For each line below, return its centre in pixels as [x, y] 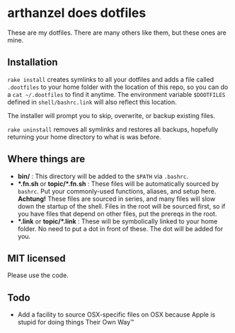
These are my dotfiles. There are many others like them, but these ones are [117, 33]
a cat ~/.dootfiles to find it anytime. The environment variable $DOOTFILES [116, 94]
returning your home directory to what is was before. [84, 136]
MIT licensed [36, 258]
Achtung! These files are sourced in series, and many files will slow [116, 199]
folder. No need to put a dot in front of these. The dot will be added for [120, 228]
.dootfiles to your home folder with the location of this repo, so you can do [118, 87]
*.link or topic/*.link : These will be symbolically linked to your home [117, 221]
